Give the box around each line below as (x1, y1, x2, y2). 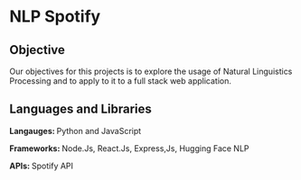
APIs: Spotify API (9, 160, 74, 171)
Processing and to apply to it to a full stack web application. (9, 76, 232, 86)
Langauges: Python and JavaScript (9, 125, 142, 136)
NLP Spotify (9, 6, 101, 27)
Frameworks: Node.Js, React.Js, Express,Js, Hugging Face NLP (9, 142, 249, 154)
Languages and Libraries (9, 102, 152, 117)
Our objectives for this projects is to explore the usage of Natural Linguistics (9, 66, 293, 76)
